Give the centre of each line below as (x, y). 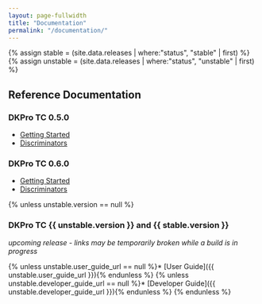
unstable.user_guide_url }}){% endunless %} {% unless (98, 275)
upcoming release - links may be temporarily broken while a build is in (123, 242)
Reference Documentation (75, 95)
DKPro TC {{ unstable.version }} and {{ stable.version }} (119, 225)
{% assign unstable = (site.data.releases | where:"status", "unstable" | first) (131, 61)
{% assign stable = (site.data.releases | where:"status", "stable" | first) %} (129, 53)
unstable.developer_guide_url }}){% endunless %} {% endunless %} (120, 291)
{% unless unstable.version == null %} (71, 205)
